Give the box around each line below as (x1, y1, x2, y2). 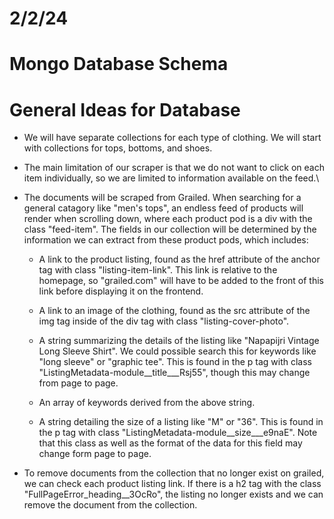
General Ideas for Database (9, 98, 241, 121)
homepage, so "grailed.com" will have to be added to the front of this (38, 275, 325, 287)
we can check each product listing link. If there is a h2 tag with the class (23, 478, 322, 490)
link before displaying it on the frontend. (38, 285, 204, 297)
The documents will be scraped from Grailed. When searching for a (23, 192, 302, 204)
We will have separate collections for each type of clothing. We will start (23, 132, 322, 144)
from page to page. (38, 377, 119, 389)
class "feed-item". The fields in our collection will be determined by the (23, 223, 317, 236)
